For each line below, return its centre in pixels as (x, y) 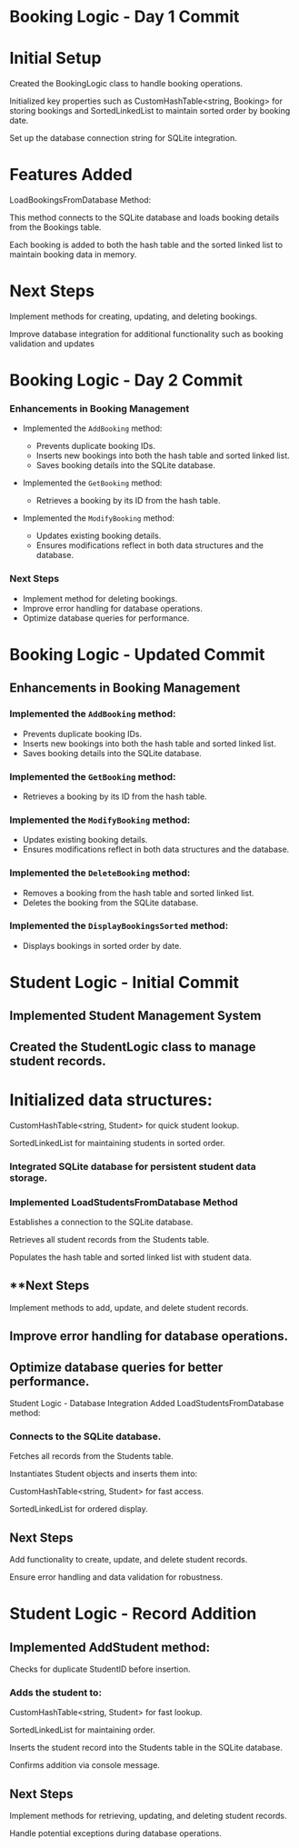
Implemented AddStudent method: (110, 1647)
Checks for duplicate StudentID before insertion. (100, 1669)
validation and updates (52, 344)
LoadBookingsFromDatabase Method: (80, 200)
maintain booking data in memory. (73, 255)
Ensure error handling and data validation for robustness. (116, 1577)
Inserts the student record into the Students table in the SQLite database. (146, 1748)
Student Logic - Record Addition (133, 1614)
